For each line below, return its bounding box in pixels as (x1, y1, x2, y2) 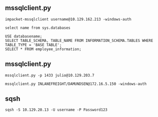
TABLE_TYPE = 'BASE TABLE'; (5, 42, 62, 47)
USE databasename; (5, 34, 42, 39)
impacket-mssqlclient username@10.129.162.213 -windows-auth (5, 17, 132, 21)
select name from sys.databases (5, 25, 70, 30)
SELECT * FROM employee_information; (5, 46, 82, 52)
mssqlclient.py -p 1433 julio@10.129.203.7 (5, 73, 95, 78)
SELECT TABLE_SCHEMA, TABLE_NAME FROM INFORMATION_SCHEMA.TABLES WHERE (5, 38, 153, 43)
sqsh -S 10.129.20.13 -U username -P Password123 (5, 107, 108, 113)
